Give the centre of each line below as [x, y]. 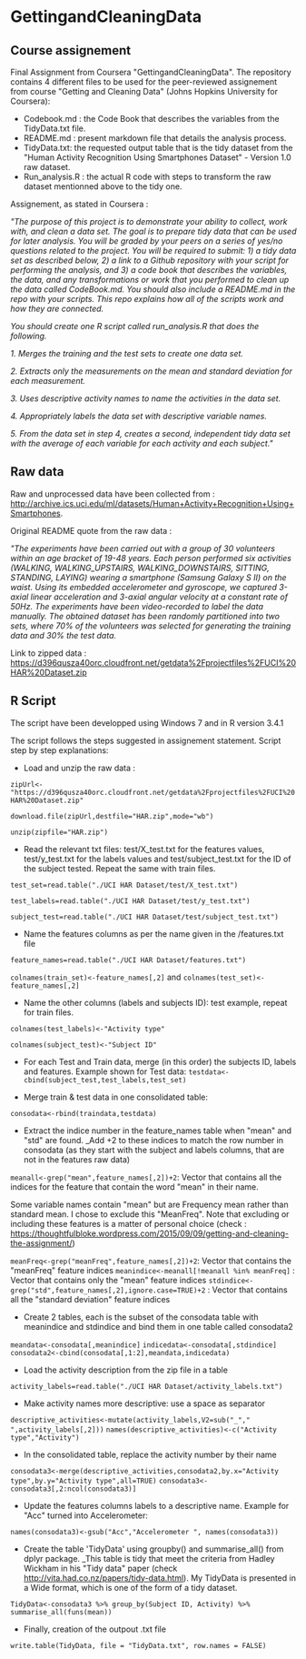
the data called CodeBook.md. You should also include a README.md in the [153, 289]
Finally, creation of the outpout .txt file [95, 1629]
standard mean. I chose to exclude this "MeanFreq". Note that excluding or [150, 1214]
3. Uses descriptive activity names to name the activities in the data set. [146, 398]
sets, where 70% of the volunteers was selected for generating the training [151, 626]
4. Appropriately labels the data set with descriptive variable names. [138, 416]
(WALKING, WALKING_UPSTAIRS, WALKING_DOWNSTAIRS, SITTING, [140, 568]
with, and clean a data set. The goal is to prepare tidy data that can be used [153, 231]
